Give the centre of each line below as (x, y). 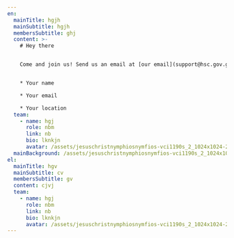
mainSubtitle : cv (39, 173)
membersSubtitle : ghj (45, 33)
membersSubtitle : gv (43, 179)
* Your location (44, 108)
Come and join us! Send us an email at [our (85, 65)
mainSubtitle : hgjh (42, 26)
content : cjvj (34, 186)
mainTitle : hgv (36, 166)
